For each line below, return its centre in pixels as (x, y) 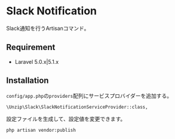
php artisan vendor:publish (41, 130)
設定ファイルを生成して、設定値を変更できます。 (66, 119)
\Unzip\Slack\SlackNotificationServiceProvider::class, (77, 107)
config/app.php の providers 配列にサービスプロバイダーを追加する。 (89, 95)
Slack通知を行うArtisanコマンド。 (48, 28)
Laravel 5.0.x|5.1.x (37, 61)
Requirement (31, 47)
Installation (27, 81)
